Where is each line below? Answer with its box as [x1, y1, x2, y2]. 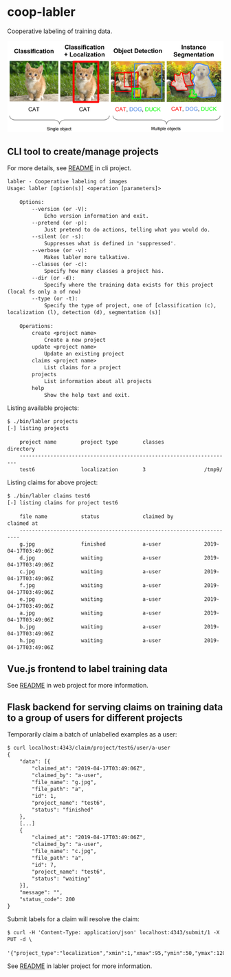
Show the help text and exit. [43, 392, 131, 399]
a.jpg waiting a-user [19, 610, 162, 617]
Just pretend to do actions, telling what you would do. [43, 227, 211, 234]
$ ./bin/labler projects [7, 418, 78, 425]
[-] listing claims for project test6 [7, 500, 118, 506]
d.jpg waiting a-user [19, 555, 162, 562]
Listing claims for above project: [7, 478, 98, 486]
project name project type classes [19, 439, 165, 446]
